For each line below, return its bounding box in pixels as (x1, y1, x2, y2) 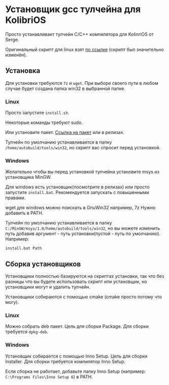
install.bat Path (5, 246, 42, 251)
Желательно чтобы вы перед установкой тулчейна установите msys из (5, 169, 160, 175)
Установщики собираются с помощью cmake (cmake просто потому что (5, 294, 162, 300)
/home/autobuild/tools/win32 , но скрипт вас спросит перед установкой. (5, 145, 161, 151)
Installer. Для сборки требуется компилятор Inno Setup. (5, 358, 126, 364)
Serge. (5, 37, 19, 43)
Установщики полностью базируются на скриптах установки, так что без (5, 273, 164, 279)
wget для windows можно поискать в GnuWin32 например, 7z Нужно (5, 205, 156, 211)
